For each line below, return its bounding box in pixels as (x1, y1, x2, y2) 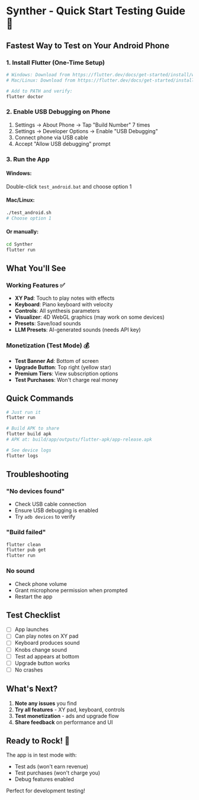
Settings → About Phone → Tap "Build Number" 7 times (14, 121, 150, 128)
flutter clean (6, 541, 41, 548)
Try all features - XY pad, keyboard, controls (14, 706, 125, 713)
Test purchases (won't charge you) (14, 769, 101, 777)
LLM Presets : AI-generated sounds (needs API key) (14, 326, 141, 334)
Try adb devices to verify (14, 513, 76, 520)
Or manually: (6, 228, 39, 236)
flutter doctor (6, 93, 44, 99)
